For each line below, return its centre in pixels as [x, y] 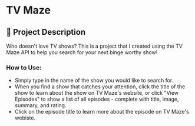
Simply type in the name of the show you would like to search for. [94, 81]
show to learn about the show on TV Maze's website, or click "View [96, 93]
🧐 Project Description [46, 32]
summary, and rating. [40, 105]
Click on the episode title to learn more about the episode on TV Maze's [102, 112]
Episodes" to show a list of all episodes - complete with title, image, [97, 99]
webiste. [25, 118]
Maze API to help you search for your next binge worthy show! [82, 52]
